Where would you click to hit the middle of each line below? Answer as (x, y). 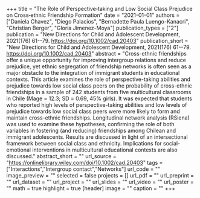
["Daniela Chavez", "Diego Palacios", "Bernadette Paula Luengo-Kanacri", (98, 21)
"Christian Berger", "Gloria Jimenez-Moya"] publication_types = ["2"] (92, 28)
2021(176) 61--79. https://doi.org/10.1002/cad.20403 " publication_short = (97, 41)
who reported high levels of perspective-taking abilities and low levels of (97, 105)
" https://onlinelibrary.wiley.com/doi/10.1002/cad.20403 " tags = (85, 163)
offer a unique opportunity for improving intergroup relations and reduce (96, 60)
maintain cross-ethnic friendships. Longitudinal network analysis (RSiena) (98, 118)
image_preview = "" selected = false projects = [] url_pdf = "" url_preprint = (100, 175)
